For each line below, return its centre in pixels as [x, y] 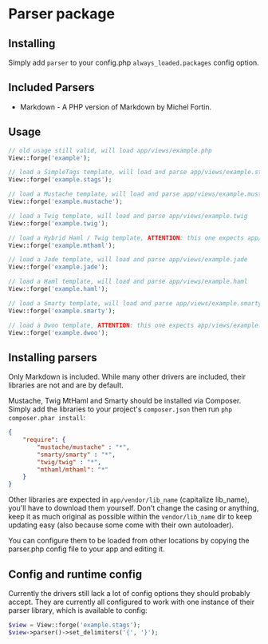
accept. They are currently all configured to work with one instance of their [132, 602]
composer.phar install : [47, 418]
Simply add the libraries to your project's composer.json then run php [120, 409]
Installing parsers [53, 358]
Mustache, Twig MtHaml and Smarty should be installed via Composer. [125, 401]
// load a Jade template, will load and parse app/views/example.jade [128, 260]
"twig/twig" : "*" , [69, 462]
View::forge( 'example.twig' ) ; [59, 223]
